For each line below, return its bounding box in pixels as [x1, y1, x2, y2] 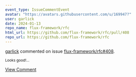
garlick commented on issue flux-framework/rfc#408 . [5, 48, 115, 54]
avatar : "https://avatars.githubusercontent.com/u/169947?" [5, 12, 132, 17]
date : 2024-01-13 [5, 21, 41, 26]
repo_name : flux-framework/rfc [5, 26, 70, 31]
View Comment [5, 66, 37, 72]
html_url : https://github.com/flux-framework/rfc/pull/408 [5, 30, 130, 35]
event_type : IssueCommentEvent [5, 7, 70, 12]
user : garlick [5, 16, 35, 21]
